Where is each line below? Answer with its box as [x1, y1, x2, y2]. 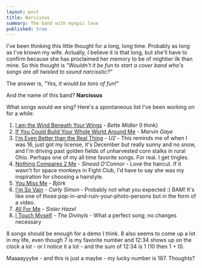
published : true [6, 25, 47, 32]
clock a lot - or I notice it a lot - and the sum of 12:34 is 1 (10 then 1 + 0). [6, 243, 185, 250]
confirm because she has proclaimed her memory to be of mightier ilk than [6, 55, 193, 62]
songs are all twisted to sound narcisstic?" [6, 68, 113, 76]
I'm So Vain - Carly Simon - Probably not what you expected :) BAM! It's [15, 186, 195, 193]
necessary [15, 218, 42, 226]
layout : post [6, 8, 39, 15]
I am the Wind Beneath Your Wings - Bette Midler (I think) [15, 122, 158, 129]
